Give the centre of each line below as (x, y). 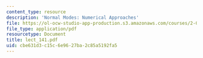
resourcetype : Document (36, 34)
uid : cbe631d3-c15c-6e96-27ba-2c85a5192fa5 (62, 46)
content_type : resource (36, 12)
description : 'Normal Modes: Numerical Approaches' (72, 18)
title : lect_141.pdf (32, 40)
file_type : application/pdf (42, 29)
